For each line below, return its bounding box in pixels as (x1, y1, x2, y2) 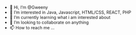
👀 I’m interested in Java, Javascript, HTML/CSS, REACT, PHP (9, 9, 132, 15)
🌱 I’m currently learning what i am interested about (9, 15, 110, 20)
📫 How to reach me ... (9, 25, 55, 30)
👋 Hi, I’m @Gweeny (9, 5, 48, 10)
